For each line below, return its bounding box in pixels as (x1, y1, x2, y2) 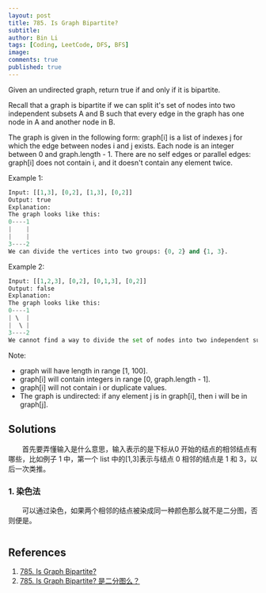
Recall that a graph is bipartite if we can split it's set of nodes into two (8, 100, 236, 109)
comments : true (8, 56, 59, 64)
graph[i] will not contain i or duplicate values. (19, 382, 168, 392)
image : (8, 48, 30, 56)
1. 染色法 (8, 486, 41, 497)
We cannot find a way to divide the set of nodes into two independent (8, 336, 249, 344)
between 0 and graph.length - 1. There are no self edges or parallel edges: (8, 149, 252, 159)
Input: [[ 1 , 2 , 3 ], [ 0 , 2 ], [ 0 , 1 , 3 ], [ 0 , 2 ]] (8, 277, 147, 285)
